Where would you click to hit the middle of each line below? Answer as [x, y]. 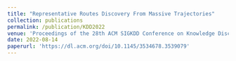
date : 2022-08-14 [33, 40]
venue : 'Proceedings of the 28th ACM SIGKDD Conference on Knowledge [111, 33]
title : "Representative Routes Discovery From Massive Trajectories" [111, 14]
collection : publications [45, 20]
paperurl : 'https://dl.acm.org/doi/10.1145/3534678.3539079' [99, 46]
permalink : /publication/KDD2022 [56, 27]
